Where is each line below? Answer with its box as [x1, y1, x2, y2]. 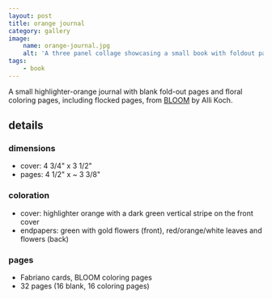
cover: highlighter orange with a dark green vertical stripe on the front [19, 208, 253, 218]
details [8, 119, 44, 133]
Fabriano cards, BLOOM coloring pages [19, 272, 152, 283]
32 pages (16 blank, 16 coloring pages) [19, 281, 150, 291]
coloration [8, 190, 50, 201]
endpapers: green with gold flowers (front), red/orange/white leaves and [19, 225, 262, 235]
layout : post [8, 11, 53, 20]
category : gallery [8, 27, 70, 35]
